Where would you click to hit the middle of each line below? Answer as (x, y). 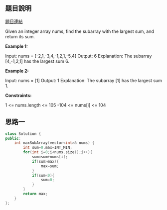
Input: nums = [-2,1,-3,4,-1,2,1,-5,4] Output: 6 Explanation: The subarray (79, 56)
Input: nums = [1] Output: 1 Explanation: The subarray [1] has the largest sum (83, 80)
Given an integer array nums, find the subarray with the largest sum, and (80, 31)
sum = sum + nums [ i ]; (50, 157)
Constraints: (18, 95)
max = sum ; (50, 166)
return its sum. (20, 36)
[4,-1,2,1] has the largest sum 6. (37, 61)
